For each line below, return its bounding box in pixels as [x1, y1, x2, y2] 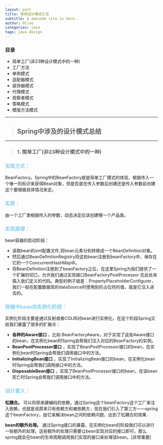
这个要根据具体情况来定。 [5, 187, 56, 193]
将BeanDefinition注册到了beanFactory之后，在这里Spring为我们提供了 [12, 265, 152, 272]
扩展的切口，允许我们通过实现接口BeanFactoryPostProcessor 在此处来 [16, 272, 158, 278]
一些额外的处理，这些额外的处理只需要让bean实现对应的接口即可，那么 [5, 428, 147, 434]
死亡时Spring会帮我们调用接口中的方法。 [12, 374, 94, 380]
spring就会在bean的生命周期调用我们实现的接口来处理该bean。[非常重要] [5, 434, 151, 440]
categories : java [5, 25, 40, 30]
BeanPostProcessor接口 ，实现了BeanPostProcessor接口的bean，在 [12, 344, 151, 350]
